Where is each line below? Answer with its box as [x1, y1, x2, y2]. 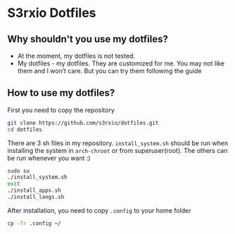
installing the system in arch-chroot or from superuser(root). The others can [7, 146, 228, 154]
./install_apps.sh [7, 187, 61, 195]
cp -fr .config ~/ [7, 220, 61, 227]
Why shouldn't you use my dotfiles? [7, 33, 169, 45]
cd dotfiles [7, 125, 42, 133]
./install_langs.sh [7, 194, 65, 201]
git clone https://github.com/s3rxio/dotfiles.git [7, 119, 159, 126]
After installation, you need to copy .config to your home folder [7, 206, 191, 214]
